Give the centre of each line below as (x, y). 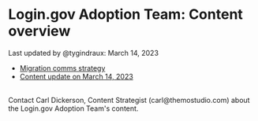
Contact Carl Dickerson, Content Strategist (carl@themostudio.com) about (129, 100)
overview (39, 31)
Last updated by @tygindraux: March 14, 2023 (84, 53)
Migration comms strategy (62, 68)
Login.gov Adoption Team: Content (125, 15)
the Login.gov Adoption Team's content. (73, 108)
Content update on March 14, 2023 (77, 76)
